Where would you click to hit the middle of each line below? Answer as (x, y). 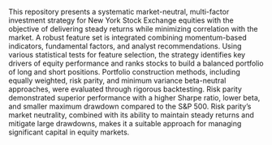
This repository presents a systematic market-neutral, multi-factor (119, 12)
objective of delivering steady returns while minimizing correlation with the (133, 29)
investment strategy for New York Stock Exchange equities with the (121, 20)
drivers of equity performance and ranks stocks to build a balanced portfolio (136, 63)
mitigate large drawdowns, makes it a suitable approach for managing (125, 124)
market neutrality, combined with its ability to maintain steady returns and (131, 115)
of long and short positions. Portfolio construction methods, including (125, 72)
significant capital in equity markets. (69, 132)
